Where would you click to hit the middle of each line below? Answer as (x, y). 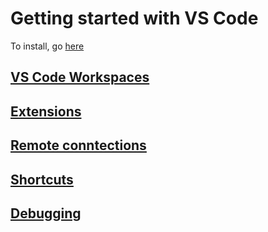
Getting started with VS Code (134, 18)
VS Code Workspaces (80, 77)
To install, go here (47, 46)
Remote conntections (78, 145)
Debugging (46, 213)
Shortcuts (42, 179)
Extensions (46, 111)
